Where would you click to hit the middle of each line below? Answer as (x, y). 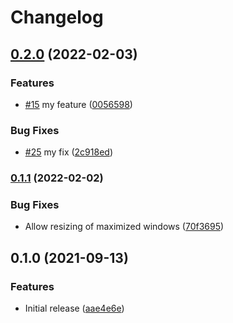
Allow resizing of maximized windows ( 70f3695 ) (124, 227)
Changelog (57, 17)
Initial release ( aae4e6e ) (74, 308)
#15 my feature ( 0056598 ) (78, 104)
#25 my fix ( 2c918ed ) (68, 152)
